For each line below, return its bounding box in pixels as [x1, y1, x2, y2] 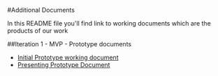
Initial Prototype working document [17, 53, 119, 61]
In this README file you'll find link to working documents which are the [7, 19, 211, 27]
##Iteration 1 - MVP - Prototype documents [7, 40, 131, 48]
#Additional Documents [7, 6, 75, 14]
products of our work [7, 27, 68, 35]
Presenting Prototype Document [17, 61, 110, 68]
